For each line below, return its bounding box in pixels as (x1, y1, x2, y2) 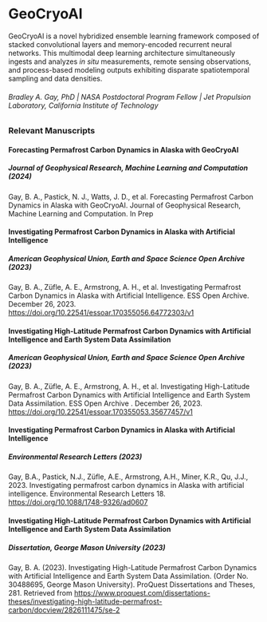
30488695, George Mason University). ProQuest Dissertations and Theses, (8, 580, 255, 589)
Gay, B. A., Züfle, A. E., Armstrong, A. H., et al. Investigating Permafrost (8, 283, 241, 292)
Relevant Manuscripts (8, 125, 96, 137)
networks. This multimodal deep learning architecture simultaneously (8, 48, 236, 57)
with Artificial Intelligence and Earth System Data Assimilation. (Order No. (8, 571, 249, 580)
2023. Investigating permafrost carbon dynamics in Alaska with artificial (8, 481, 245, 490)
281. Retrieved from (8, 588, 73, 597)
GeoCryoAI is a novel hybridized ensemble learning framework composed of (8, 31, 260, 41)
